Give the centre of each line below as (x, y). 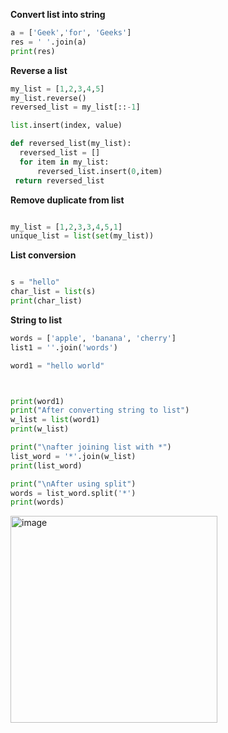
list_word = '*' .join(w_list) (73, 456)
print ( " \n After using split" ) (73, 484)
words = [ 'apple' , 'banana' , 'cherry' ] (93, 338)
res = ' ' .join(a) (48, 42)
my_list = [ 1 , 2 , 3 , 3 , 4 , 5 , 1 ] (66, 227)
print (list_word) (46, 465)
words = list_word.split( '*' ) (73, 493)
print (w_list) (40, 429)
